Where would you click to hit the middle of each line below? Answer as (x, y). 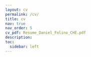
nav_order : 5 (19, 28)
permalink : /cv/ (22, 14)
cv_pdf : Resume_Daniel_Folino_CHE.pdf (45, 33)
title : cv (15, 19)
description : (19, 38)
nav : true (15, 24)
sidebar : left (24, 47)
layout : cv (16, 10)
